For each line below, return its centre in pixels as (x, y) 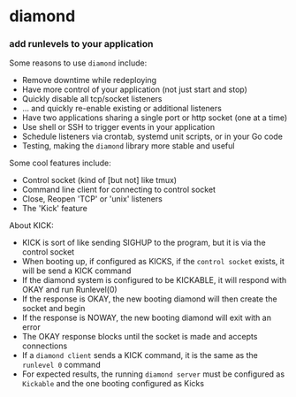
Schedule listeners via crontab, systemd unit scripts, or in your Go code (152, 137)
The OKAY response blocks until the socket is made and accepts (140, 337)
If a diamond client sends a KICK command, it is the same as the (140, 355)
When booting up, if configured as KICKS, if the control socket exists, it (153, 262)
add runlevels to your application (81, 44)
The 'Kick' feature (55, 209)
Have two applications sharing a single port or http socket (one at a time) (155, 118)
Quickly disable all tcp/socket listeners (92, 99)
